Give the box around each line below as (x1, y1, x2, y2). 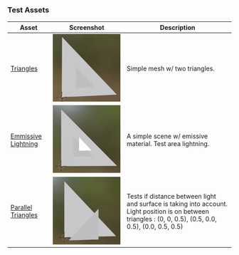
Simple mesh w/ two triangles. (127, 64, 215, 73)
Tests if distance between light (127, 192, 217, 200)
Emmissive (10, 132, 43, 140)
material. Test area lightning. (127, 139, 210, 147)
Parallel (10, 203, 33, 212)
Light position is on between (127, 207, 210, 215)
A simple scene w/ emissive (127, 132, 208, 140)
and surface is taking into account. (127, 199, 228, 208)
